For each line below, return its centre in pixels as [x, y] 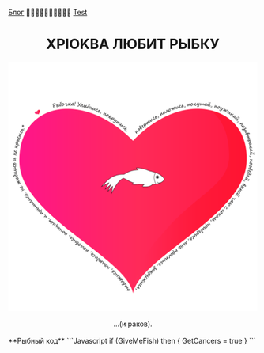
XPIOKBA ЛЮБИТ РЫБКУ [133, 44]
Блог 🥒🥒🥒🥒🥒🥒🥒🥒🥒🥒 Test [48, 12]
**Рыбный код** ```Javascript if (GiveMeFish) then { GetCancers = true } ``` [132, 340]
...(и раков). [133, 324]
